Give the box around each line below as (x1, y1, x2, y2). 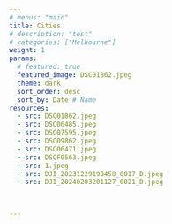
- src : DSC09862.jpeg (17, 136, 97, 145)
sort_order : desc (17, 87, 81, 96)
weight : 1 (9, 46, 46, 55)
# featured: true (17, 63, 81, 72)
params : (9, 54, 38, 63)
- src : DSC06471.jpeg (17, 144, 97, 153)
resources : (9, 104, 49, 112)
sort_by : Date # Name (17, 95, 97, 104)
